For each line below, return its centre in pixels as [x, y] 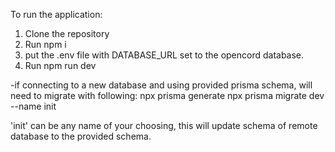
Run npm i [45, 44]
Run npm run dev [60, 65]
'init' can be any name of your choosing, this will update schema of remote [164, 125]
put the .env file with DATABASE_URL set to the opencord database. [164, 55]
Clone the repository [67, 33]
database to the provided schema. [81, 136]
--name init [33, 106]
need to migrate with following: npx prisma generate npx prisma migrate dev [167, 95]
